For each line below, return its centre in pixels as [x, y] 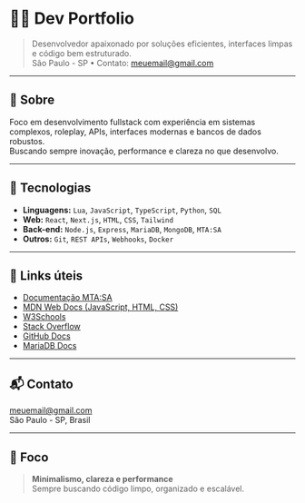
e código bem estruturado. [81, 53]
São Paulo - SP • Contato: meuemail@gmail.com [123, 63]
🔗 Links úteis [46, 276]
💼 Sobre [32, 100]
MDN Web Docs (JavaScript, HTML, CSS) [100, 307]
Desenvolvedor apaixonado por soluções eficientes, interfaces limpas [162, 44]
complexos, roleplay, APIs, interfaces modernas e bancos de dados [135, 132]
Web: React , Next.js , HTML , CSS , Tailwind [98, 219]
